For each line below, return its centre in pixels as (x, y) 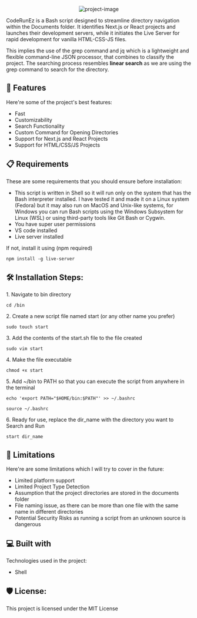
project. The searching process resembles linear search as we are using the (98, 63)
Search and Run (26, 426)
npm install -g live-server (41, 259)
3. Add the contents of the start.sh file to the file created (74, 338)
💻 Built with (29, 543)
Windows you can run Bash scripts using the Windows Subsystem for (99, 211)
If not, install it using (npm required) (49, 248)
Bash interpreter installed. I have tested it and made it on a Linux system (102, 199)
